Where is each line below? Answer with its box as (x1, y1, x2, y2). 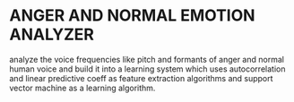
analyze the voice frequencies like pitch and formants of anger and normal (9, 54, 285, 64)
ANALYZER (9, 24, 95, 45)
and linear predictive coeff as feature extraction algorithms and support (9, 72, 273, 83)
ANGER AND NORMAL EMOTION (9, 5, 255, 26)
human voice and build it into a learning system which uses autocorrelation (9, 64, 286, 74)
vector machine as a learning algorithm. (9, 82, 156, 93)
